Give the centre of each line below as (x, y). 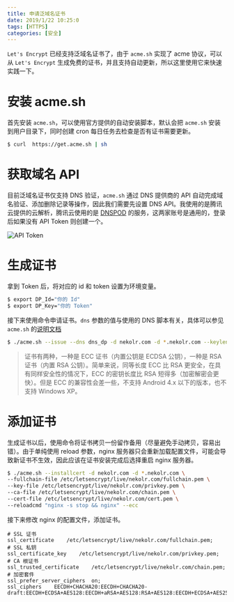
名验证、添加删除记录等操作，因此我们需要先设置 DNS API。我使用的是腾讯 (115, 204)
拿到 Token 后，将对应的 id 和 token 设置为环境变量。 (84, 286)
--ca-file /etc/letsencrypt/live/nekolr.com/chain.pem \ (92, 493)
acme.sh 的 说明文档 (34, 329)
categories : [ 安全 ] (34, 33)
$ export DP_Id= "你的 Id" (44, 299)
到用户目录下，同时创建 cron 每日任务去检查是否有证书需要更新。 (101, 131)
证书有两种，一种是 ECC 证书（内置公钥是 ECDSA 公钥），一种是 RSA (123, 356)
